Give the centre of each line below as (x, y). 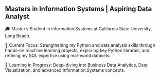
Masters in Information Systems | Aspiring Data (79, 9)
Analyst (17, 17)
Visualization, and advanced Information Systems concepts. (65, 70)
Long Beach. (18, 36)
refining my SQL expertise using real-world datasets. (58, 55)
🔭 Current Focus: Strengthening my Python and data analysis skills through (80, 45)
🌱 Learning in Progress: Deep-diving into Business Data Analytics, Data (76, 65)
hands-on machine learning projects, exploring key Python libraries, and (77, 50)
